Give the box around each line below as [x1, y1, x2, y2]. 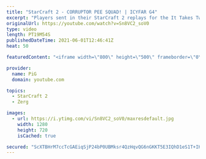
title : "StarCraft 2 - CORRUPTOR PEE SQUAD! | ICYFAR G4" [6, 9, 158, 15]
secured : [6, 144, 29, 150]
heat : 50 [6, 43, 29, 50]
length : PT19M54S [6, 32, 51, 38]
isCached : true [17, 133, 56, 139]
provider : [6, 65, 32, 71]
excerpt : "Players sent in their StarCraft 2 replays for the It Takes [6, 15, 193, 21]
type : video [6, 26, 37, 32]
